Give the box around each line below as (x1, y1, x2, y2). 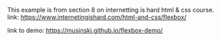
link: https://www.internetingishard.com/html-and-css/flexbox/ (7, 13, 187, 21)
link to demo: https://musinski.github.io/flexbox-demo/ (7, 27, 163, 34)
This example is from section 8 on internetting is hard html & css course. (7, 6, 215, 14)
